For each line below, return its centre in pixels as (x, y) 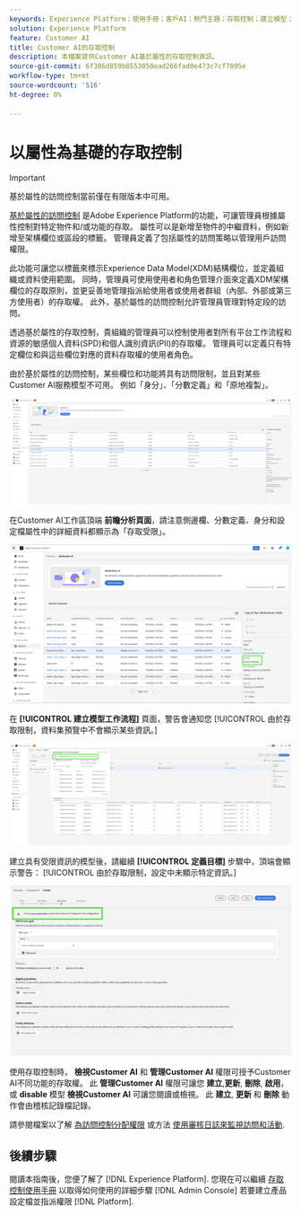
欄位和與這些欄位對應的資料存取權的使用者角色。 (107, 355)
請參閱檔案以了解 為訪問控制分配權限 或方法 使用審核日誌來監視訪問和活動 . (147, 1125)
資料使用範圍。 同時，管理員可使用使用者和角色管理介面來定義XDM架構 (157, 279)
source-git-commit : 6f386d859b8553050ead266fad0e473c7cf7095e (128, 66)
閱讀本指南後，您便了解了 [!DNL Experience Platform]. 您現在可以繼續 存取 (147, 1179)
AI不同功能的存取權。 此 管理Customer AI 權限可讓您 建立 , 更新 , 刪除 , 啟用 (145, 1083)
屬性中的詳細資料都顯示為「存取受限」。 (97, 531)
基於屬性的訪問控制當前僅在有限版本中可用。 (92, 197)
